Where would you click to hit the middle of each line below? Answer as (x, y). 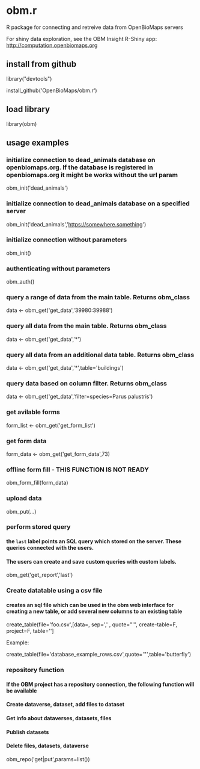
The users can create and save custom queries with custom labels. (92, 561)
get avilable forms (33, 412)
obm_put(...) (21, 511)
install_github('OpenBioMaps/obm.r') (52, 90)
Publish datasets (28, 732)
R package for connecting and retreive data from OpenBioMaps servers (95, 27)
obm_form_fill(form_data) (37, 483)
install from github (41, 64)
